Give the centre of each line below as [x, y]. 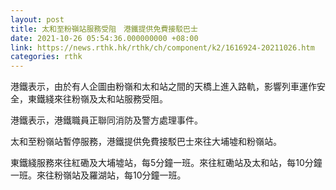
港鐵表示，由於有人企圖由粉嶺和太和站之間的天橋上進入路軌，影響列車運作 [163, 87]
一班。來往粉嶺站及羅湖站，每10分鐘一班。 [98, 175]
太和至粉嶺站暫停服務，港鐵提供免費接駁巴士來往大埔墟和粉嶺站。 [146, 142]
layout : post [37, 19]
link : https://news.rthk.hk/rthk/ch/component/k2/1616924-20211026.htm [162, 47]
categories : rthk [46, 57]
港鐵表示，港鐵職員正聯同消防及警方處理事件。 [106, 120]
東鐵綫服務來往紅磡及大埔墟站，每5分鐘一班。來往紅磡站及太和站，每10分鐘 [166, 163]
